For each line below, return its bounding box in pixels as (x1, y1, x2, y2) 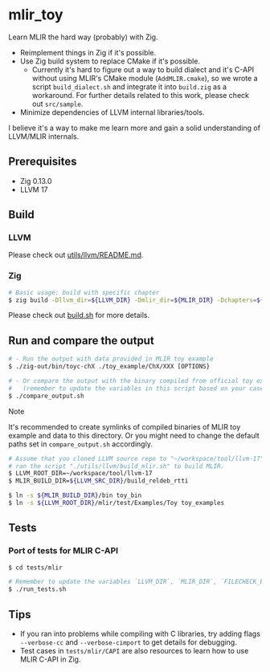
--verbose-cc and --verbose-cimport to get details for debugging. (19, 637, 237, 647)
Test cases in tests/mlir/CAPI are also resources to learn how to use (19, 646, 249, 656)
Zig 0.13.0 (19, 176, 52, 185)
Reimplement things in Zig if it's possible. (19, 47, 157, 57)
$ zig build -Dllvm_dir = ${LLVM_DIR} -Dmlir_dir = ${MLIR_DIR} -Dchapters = (8, 295, 257, 304)
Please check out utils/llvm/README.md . (8, 250, 144, 260)
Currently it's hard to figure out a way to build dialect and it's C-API (31, 64, 255, 74)
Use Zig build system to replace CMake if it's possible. (19, 56, 201, 66)
